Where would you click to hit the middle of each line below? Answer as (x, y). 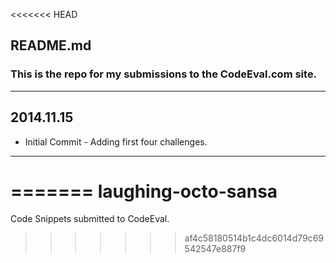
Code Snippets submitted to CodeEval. (90, 219)
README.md (51, 45)
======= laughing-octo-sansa (144, 191)
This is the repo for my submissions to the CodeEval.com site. (164, 74)
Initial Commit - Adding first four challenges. (116, 141)
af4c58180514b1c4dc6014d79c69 (254, 238)
